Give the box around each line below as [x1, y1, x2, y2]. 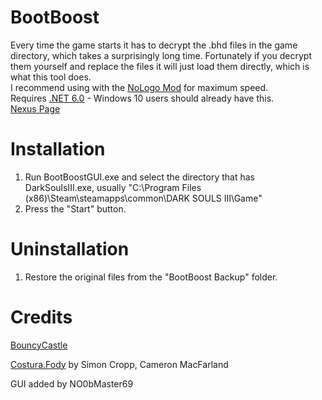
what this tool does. [10, 71, 92, 83]
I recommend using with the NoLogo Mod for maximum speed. [10, 81, 269, 93]
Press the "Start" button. [24, 202, 127, 215]
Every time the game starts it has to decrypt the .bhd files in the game [10, 39, 298, 51]
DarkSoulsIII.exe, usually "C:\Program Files [24, 181, 202, 193]
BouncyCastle [10, 339, 68, 351]
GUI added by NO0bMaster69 [10, 377, 134, 390]
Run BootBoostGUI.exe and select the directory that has [24, 171, 255, 183]
